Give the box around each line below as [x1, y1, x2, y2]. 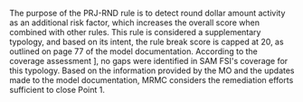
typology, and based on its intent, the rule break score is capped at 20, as [9, 36, 284, 47]
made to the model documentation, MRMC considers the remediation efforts [9, 75, 294, 85]
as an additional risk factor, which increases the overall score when [9, 17, 260, 28]
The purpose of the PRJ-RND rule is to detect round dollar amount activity [9, 8, 286, 18]
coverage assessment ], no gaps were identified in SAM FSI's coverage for [9, 56, 289, 66]
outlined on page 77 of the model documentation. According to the [9, 46, 258, 57]
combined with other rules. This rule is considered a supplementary [9, 27, 261, 37]
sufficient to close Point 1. [9, 85, 106, 95]
